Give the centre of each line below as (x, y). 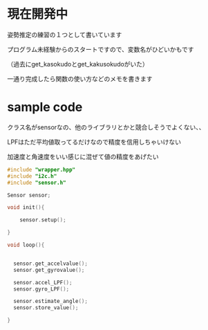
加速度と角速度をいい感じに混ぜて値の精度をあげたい (83, 156)
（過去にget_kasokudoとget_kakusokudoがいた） (78, 64)
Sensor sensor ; (29, 195)
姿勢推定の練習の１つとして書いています (65, 35)
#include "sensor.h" (37, 183)
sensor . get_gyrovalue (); (49, 270)
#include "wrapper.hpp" (41, 169)
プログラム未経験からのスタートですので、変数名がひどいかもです (101, 49)
